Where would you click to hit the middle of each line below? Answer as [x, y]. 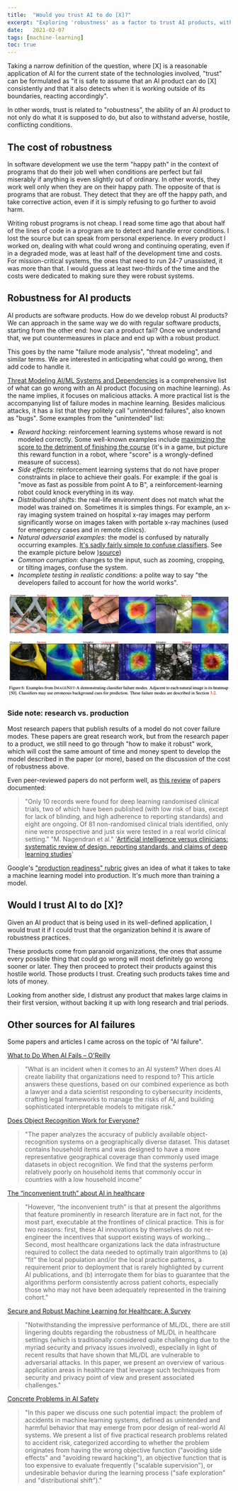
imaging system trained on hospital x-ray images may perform [119, 515]
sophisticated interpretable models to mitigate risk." [100, 1107]
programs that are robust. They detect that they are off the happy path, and [117, 194]
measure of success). [49, 462]
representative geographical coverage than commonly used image [122, 1157]
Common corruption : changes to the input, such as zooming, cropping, [121, 559]
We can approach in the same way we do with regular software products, [114, 323]
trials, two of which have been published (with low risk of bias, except [126, 809]
